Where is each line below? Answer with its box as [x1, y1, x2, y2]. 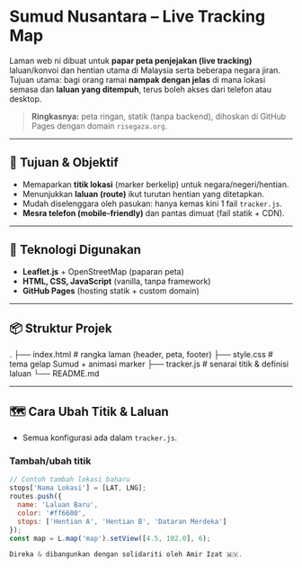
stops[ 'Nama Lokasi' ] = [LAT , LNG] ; [9, 483, 147, 492]
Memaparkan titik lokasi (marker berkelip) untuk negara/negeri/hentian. [22, 178, 289, 190]
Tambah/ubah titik [9, 455, 92, 467]
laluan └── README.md [9, 368, 100, 379]
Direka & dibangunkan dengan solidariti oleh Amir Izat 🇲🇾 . [9, 550, 243, 559]
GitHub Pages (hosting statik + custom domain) [22, 285, 200, 296]
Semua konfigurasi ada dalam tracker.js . [22, 432, 178, 443]
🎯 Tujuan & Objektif [9, 155, 119, 170]
